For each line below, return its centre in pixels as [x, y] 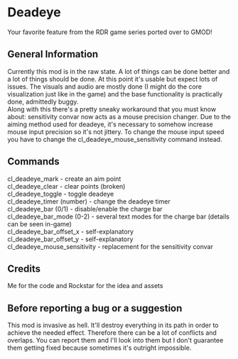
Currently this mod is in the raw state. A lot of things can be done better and [119, 71]
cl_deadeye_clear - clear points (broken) [66, 186]
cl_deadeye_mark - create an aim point [64, 179]
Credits [24, 269]
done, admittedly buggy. [43, 101]
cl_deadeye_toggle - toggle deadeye [61, 194]
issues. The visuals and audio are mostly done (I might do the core [105, 87]
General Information [53, 54]
